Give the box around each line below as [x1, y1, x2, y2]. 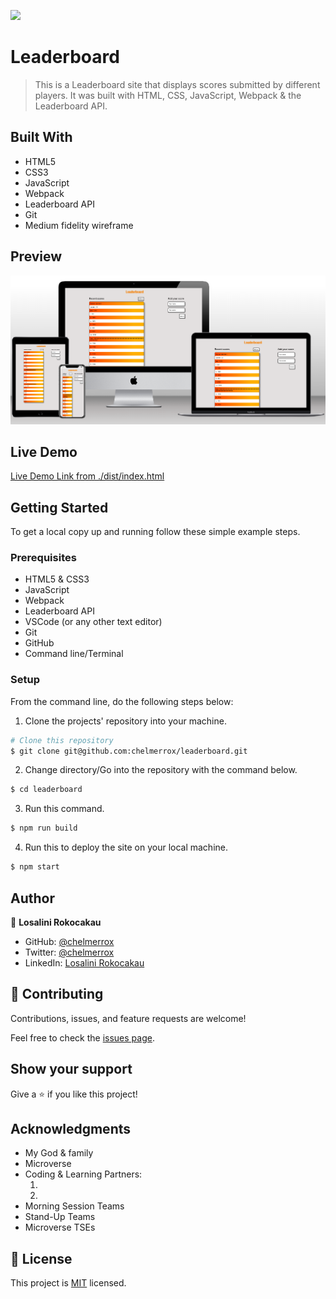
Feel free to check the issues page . [10, 1031, 155, 1044]
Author [10, 890, 55, 907]
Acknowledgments [10, 1120, 132, 1137]
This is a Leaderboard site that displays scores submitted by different [34, 78, 321, 90]
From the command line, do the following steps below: [10, 695, 234, 707]
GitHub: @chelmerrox [24, 935, 115, 947]
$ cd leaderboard [10, 785, 83, 795]
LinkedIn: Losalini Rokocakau [24, 956, 145, 969]
